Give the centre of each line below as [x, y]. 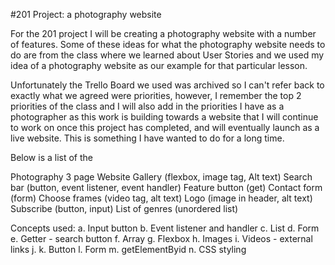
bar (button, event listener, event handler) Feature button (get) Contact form [166, 187]
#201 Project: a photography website [86, 14]
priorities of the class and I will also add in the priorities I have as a [147, 106]
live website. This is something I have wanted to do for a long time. [147, 138]
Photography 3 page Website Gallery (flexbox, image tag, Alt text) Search [161, 177]
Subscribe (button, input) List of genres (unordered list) [124, 208]
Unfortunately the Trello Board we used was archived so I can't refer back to [167, 85]
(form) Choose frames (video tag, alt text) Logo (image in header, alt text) [161, 198]
